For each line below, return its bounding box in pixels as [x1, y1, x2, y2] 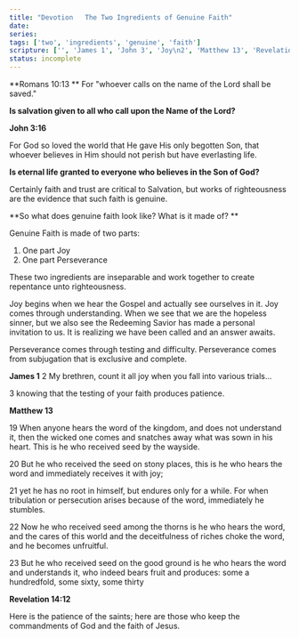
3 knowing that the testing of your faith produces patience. [9, 388, 225, 399]
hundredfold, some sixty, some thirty [9, 577, 144, 587]
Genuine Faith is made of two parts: [9, 228, 141, 238]
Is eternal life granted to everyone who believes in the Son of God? [9, 166, 260, 177]
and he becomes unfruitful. [9, 540, 109, 551]
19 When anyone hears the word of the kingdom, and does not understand [9, 423, 282, 432]
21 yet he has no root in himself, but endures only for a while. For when [9, 486, 269, 496]
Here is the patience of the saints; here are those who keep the [9, 611, 240, 621]
